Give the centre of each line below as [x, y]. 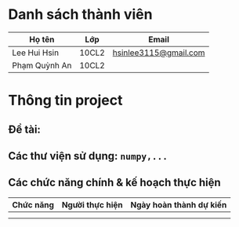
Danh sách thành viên [80, 15]
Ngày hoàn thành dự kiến [179, 204]
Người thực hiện [92, 204]
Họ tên [42, 39]
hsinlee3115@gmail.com [159, 53]
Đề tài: [25, 129]
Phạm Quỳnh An [42, 65]
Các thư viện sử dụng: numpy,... [88, 156]
